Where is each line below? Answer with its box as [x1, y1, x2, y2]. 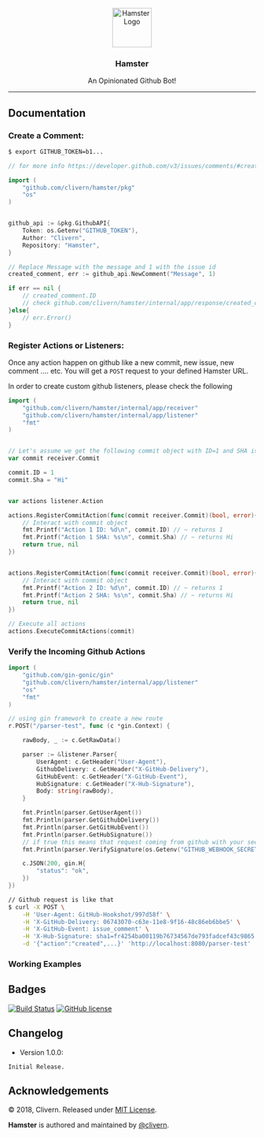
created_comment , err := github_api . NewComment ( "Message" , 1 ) [8, 270, 216, 278]
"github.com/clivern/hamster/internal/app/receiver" [22, 404, 199, 412]
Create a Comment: [8, 130, 84, 141]
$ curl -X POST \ [8, 903, 65, 911]
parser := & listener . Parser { [22, 751, 118, 759]
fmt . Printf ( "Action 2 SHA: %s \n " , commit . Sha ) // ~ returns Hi [22, 591, 234, 599]
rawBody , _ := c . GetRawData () [22, 736, 122, 744]
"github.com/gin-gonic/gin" [22, 671, 114, 680]
